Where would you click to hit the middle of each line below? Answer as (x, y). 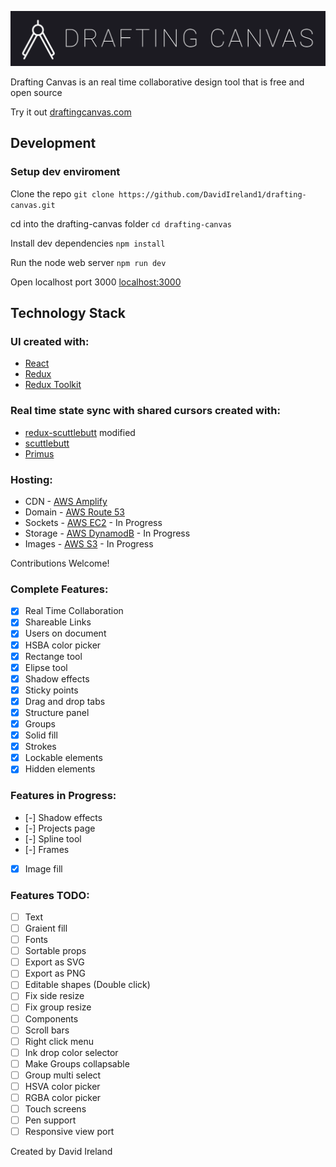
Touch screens (55, 1109)
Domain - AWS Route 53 (74, 512)
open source (36, 93)
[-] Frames (47, 849)
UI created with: (50, 342)
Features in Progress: (63, 796)
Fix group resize (58, 1007)
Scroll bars (47, 1030)
